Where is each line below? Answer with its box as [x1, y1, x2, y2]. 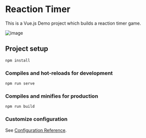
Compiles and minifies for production [5, 92, 98, 99]
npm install [5, 58, 30, 63]
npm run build [5, 104, 35, 109]
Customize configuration [5, 116, 68, 123]
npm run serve [5, 81, 35, 86]
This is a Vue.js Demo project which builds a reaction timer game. [5, 20, 141, 26]
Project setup [5, 44, 49, 53]
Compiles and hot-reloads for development [5, 70, 113, 77]
